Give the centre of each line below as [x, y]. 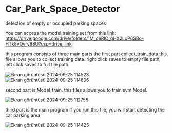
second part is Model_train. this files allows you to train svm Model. [77, 90]
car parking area [23, 115]
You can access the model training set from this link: [61, 33]
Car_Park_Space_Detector [63, 9]
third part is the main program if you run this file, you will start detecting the [85, 109]
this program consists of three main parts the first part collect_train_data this [86, 54]
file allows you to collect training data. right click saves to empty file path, [83, 59]
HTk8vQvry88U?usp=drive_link [39, 43]
